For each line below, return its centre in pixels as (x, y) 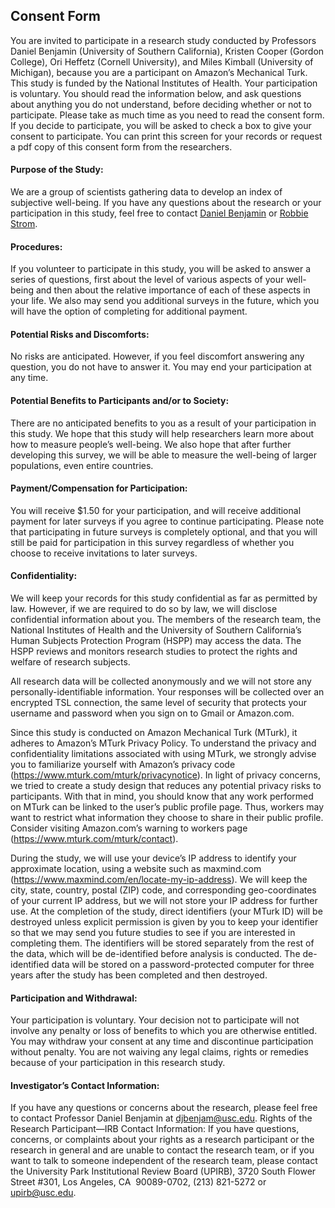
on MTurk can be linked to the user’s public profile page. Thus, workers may (167, 807)
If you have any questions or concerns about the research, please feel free (164, 1108)
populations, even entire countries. (82, 465)
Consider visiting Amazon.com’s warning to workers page (129, 828)
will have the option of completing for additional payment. (129, 311)
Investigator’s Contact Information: (85, 1085)
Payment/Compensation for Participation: (99, 488)
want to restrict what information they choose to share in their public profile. (167, 818)
